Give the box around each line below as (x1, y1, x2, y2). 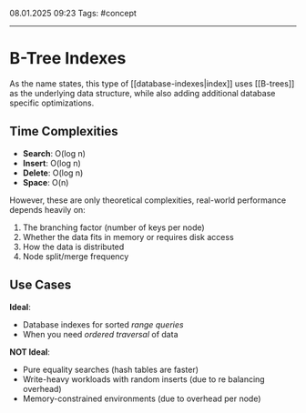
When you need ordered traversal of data (22, 328, 178, 339)
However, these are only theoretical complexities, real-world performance (9, 195, 287, 206)
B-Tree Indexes (9, 48, 127, 69)
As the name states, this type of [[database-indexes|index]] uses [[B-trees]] (9, 77, 295, 89)
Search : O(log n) (22, 147, 87, 158)
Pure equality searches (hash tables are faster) (22, 364, 199, 375)
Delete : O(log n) (22, 167, 84, 178)
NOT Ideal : (9, 346, 50, 358)
